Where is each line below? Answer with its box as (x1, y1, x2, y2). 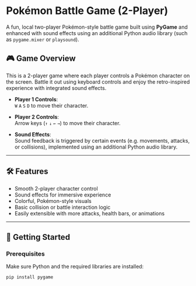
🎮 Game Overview (6, 54, 76, 64)
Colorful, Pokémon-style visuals (14, 197, 92, 204)
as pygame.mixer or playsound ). (6, 36, 80, 43)
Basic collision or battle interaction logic (14, 204, 111, 211)
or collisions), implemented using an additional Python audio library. (14, 143, 178, 150)
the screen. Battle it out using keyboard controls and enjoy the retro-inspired (6, 78, 190, 85)
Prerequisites (6, 250, 45, 258)
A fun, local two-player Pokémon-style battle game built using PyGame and (6, 23, 188, 30)
